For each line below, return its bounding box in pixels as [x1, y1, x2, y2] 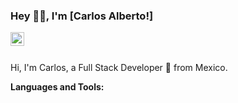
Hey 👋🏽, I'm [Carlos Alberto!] [10, 9, 154, 23]
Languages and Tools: [10, 81, 105, 93]
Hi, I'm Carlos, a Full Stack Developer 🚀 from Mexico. [10, 62, 228, 74]
